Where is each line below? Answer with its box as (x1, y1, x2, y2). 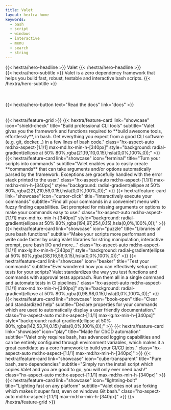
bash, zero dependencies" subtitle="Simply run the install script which (5, 361, 154, 367)
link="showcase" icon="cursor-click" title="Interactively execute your (5, 193, 152, 199)
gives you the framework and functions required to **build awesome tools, (5, 128, 162, 134)
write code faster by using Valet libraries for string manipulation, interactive (5, 236, 164, 242)
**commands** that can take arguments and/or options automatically (5, 166, 152, 172)
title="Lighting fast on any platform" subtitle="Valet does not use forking (5, 382, 158, 389)
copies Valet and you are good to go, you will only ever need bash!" (5, 366, 148, 372)
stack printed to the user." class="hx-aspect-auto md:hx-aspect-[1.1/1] (5, 176, 153, 183)
